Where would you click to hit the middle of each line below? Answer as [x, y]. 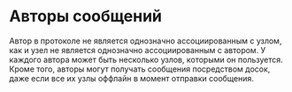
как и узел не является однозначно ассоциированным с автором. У [138, 50]
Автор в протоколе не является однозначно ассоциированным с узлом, [146, 41]
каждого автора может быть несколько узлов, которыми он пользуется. [146, 59]
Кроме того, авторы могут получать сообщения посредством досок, [140, 69]
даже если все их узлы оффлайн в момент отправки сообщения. [132, 78]
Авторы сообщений [85, 16]
